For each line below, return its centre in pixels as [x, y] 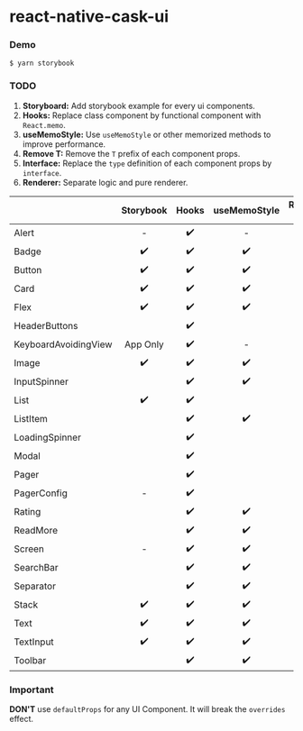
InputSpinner [41, 382]
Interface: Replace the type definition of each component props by [147, 163]
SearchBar [36, 568]
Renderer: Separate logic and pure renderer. [105, 182]
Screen [29, 549]
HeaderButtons [46, 326]
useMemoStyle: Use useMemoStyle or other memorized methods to [147, 134]
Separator [35, 586]
